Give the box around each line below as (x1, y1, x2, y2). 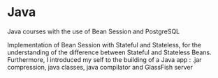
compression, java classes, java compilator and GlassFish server (7, 63, 194, 71)
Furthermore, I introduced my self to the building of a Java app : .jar (7, 55, 202, 63)
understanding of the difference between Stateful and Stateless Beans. (7, 48, 212, 56)
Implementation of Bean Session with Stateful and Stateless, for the (7, 40, 201, 49)
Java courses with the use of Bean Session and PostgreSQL (7, 27, 180, 36)
